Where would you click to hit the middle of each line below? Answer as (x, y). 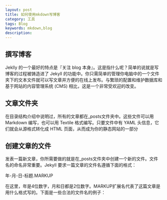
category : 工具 (20, 19)
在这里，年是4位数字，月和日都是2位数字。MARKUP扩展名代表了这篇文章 (81, 186)
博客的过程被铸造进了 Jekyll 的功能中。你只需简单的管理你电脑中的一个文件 (82, 73)
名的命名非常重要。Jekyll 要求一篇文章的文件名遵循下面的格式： (71, 165)
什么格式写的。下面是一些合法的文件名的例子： (57, 193)
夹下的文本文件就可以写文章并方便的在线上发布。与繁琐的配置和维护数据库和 (84, 80)
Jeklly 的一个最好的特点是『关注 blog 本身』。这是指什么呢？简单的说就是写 (82, 67)
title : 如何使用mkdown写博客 (33, 14)
